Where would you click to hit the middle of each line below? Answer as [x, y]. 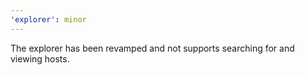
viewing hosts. [40, 58]
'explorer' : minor [48, 19]
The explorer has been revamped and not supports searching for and [152, 48]
